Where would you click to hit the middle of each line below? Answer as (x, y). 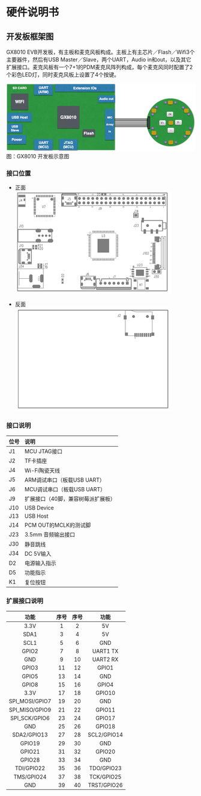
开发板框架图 (30, 36)
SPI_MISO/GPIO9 (30, 710)
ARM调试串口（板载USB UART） (65, 480)
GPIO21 (30, 751)
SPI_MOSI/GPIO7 (30, 701)
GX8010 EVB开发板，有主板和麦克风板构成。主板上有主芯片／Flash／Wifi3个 (100, 52)
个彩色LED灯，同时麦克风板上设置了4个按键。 (63, 75)
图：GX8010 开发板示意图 (38, 156)
